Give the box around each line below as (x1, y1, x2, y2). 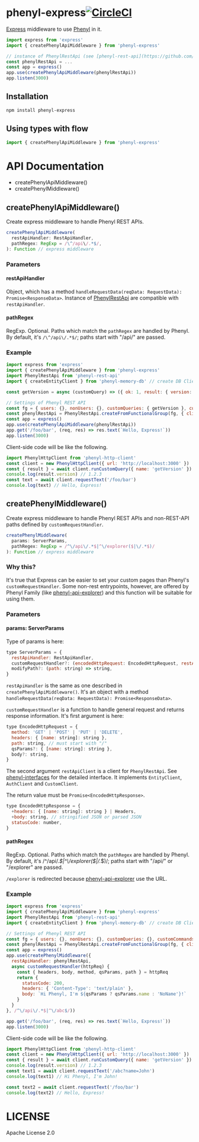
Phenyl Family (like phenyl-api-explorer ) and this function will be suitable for (6, 589, 192, 596)
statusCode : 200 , (21, 980, 65, 986)
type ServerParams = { (6, 649, 62, 655)
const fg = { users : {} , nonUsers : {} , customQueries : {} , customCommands (6, 936, 195, 942)
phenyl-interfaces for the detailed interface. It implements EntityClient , (6, 774, 182, 781)
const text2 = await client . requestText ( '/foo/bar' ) (6, 1084, 139, 1090)
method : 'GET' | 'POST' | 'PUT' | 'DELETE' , (11, 729, 123, 736)
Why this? (6, 563, 36, 571)
